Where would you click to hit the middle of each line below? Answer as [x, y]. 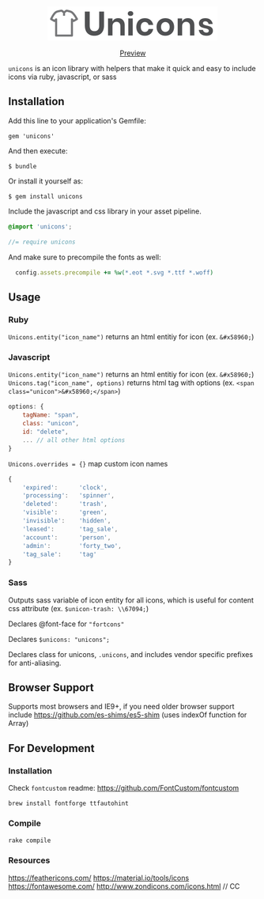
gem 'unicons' [32, 136]
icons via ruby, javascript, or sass [62, 77]
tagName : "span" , [51, 415]
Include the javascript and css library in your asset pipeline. [105, 211]
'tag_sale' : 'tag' [60, 554]
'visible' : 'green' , [65, 512]
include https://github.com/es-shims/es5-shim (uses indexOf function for [128, 715]
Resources [29, 860]
